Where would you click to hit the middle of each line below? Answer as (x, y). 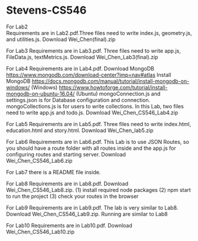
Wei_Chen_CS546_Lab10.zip (40, 232)
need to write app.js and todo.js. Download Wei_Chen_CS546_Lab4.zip (92, 113)
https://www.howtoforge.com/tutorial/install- (113, 87)
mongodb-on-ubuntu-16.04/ (40, 94)
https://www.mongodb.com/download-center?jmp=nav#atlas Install (89, 75)
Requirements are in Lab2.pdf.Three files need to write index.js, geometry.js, (99, 33)
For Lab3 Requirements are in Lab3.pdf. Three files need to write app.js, (94, 50)
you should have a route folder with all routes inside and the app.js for (91, 148)
